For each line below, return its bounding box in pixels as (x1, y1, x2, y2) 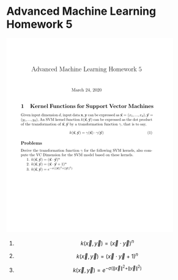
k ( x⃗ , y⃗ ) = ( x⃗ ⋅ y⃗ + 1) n (76, 251, 139, 260)
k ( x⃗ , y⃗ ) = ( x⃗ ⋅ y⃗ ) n (80, 238, 135, 247)
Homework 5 (6, 17, 73, 31)
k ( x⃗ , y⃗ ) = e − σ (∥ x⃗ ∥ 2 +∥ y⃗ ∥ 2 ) (73, 264, 142, 274)
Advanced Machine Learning (6, 4, 157, 18)
